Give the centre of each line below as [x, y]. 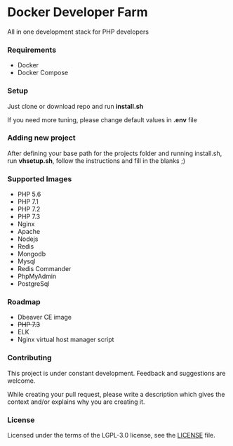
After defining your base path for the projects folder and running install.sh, [115, 153]
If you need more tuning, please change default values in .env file [102, 119]
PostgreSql [33, 284]
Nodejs [28, 239]
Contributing [29, 358]
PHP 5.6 [29, 195]
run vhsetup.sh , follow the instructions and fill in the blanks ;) [96, 160]
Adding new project [41, 138]
